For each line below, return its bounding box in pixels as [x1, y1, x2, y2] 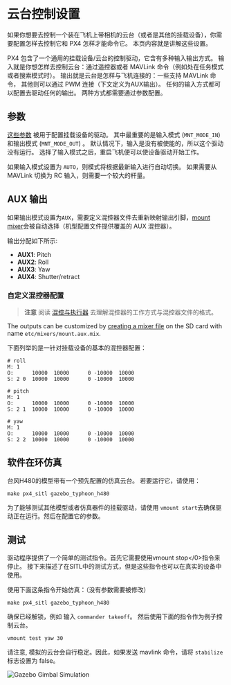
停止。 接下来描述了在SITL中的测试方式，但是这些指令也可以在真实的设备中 [7, 562, 222, 571]
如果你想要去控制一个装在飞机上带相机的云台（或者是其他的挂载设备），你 [7, 30, 216, 39]
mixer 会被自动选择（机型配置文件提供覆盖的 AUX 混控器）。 [7, 222, 176, 230]
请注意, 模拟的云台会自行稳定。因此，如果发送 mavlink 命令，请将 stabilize [7, 648, 223, 657]
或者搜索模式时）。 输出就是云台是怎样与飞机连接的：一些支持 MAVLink [7, 71, 209, 80]
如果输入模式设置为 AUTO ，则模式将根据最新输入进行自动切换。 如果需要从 [7, 162, 217, 170]
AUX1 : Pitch [17, 250, 52, 258]
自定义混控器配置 [7, 291, 64, 301]
